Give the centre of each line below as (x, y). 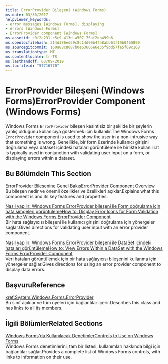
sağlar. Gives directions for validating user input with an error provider (77, 227)
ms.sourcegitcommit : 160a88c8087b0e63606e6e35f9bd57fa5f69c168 (73, 47)
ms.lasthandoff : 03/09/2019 (35, 61)
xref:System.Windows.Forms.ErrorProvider (49, 297)
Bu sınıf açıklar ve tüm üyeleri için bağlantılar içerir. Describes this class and (83, 302)
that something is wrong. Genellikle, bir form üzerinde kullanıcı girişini (77, 142)
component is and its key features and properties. (57, 196)
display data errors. (25, 269)
